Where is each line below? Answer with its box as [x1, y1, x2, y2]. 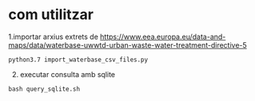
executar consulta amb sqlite [19, 69, 116, 79]
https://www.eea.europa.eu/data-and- [99, 32, 226, 41]
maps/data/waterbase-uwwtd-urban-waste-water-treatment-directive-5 [8, 40, 248, 49]
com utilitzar [8, 6, 94, 24]
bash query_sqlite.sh [8, 85, 81, 93]
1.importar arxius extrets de [8, 32, 98, 41]
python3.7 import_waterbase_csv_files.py [8, 56, 149, 64]
